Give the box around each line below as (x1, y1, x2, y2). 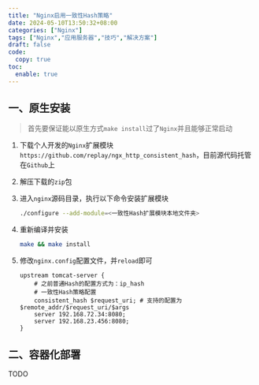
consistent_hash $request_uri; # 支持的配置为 (34, 297, 183, 305)
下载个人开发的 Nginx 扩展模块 (19, 140, 114, 150)
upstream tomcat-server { (19, 271, 105, 280)
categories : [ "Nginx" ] (8, 26, 83, 34)
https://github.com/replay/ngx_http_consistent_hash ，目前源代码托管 (19, 151, 252, 160)
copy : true (15, 56, 51, 64)
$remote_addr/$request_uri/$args (19, 304, 130, 312)
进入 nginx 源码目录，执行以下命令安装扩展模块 (19, 194, 169, 204)
